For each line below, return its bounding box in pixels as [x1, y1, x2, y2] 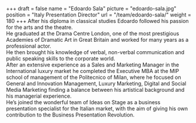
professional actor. [6, 42, 52, 49]
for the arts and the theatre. [6, 24, 73, 31]
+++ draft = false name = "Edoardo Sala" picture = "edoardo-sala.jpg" [6, 5, 177, 12]
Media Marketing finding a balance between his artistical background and [6, 87, 185, 93]
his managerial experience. [6, 92, 72, 99]
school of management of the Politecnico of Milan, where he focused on [6, 74, 181, 81]
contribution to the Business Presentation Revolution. [6, 111, 135, 118]
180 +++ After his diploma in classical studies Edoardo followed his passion [6, 18, 190, 24]
